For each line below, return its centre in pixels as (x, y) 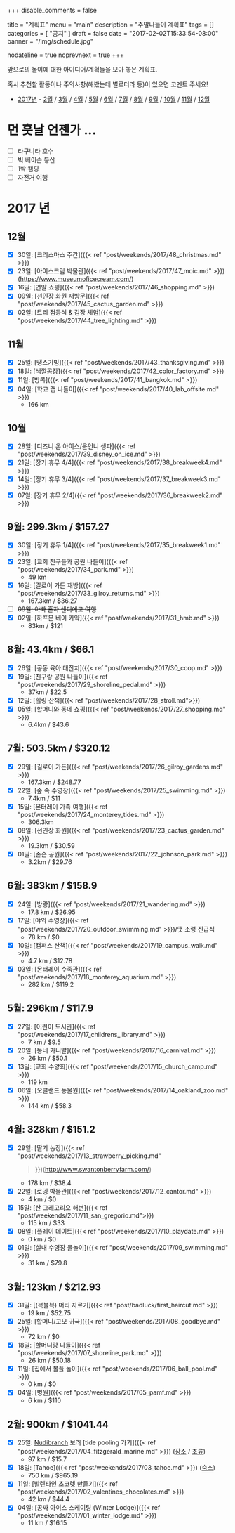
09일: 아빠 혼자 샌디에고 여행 (57, 609)
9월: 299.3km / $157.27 (59, 527)
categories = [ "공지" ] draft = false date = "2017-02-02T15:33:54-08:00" (113, 33)
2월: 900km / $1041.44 (58, 1424)
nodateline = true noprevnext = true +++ (66, 55)
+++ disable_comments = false (52, 10)
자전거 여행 (33, 178)
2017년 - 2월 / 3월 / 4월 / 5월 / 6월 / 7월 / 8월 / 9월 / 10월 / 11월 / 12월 (114, 99)
